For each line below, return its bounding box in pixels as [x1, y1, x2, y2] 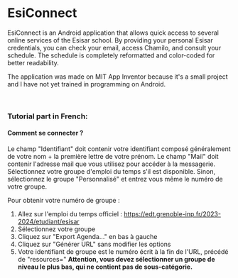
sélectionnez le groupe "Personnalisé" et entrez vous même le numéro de [7, 175, 224, 184]
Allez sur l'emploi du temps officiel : [17, 210, 123, 218]
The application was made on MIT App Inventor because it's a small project [7, 72, 229, 81]
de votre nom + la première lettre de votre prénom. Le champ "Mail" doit [7, 152, 219, 161]
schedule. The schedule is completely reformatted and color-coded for [7, 51, 215, 60]
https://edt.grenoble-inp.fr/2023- [124, 210, 222, 218]
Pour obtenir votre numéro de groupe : [7, 196, 120, 205]
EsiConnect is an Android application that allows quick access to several [7, 28, 219, 37]
